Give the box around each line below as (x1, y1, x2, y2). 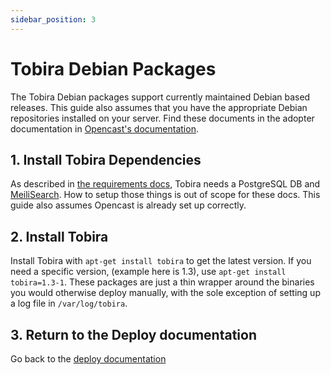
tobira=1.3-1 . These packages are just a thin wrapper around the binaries (10, 276, 315, 288)
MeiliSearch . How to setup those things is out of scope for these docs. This (10, 189, 321, 201)
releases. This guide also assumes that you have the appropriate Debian (10, 101, 308, 113)
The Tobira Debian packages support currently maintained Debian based (10, 91, 311, 103)
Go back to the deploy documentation (10, 353, 167, 365)
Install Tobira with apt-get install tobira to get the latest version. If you (10, 255, 312, 267)
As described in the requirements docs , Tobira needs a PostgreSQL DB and (10, 178, 321, 190)
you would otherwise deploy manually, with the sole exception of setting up (10, 287, 321, 299)
